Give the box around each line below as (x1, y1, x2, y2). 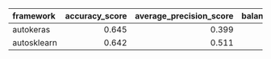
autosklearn (12, 37, 58, 48)
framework (12, 11, 56, 21)
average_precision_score (135, 11, 234, 21)
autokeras (12, 24, 51, 35)
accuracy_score (65, 11, 127, 21)
